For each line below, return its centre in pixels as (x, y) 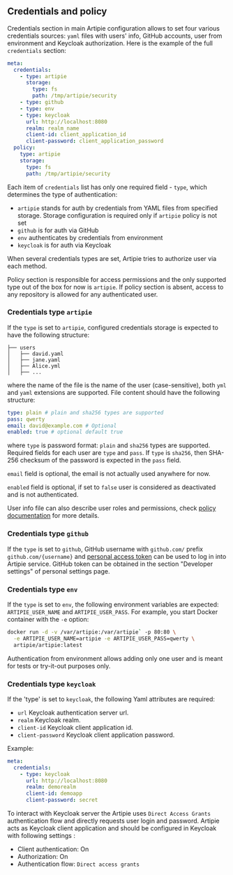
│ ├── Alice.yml (34, 366)
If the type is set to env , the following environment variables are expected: (113, 604)
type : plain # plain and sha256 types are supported (85, 412)
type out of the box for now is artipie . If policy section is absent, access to (115, 287)
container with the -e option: (48, 619)
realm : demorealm (51, 787)
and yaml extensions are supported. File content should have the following (114, 392)
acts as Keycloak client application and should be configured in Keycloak (112, 828)
